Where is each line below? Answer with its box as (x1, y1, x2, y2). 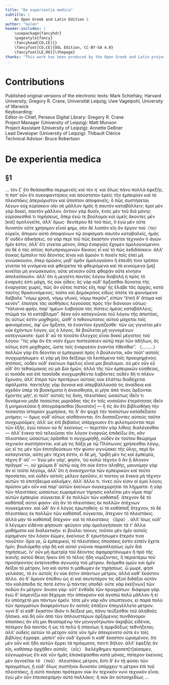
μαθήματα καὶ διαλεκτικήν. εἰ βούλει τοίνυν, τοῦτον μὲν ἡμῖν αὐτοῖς (5, 528, 147, 534)
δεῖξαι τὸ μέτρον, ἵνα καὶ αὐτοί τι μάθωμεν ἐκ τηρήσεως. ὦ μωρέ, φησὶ (5, 565, 153, 571)
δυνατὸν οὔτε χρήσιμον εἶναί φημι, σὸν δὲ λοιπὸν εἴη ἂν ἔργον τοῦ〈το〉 (5, 225, 159, 231)
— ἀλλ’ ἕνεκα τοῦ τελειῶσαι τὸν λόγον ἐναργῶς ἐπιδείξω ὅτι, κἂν (5, 430, 145, 436)
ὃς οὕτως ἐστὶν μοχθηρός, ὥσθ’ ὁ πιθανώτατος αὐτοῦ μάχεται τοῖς (5, 317, 146, 323)
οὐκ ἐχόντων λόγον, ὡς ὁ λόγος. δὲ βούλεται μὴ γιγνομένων (5, 327, 134, 333)
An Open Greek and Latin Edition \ (14, 17, 89, 22)
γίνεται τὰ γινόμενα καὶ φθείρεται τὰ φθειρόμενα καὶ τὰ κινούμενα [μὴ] (5, 263, 155, 269)
